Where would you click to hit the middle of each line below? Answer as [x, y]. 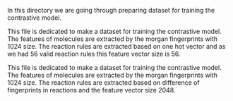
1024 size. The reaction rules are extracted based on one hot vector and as [116, 46]
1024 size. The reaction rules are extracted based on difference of [103, 83]
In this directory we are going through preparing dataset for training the [111, 10]
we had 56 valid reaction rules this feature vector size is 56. [94, 54]
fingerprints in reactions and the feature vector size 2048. [91, 90]
